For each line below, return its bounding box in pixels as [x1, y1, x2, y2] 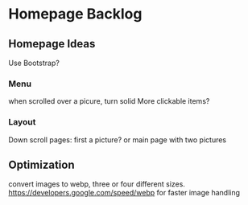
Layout [8, 117, 36, 128]
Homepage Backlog [8, 5, 143, 23]
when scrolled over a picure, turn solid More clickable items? [8, 96, 210, 106]
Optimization [8, 158, 75, 171]
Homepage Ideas [8, 37, 96, 51]
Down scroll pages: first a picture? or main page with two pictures [8, 134, 227, 145]
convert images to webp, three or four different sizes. [8, 179, 185, 189]
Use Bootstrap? [8, 58, 60, 68]
